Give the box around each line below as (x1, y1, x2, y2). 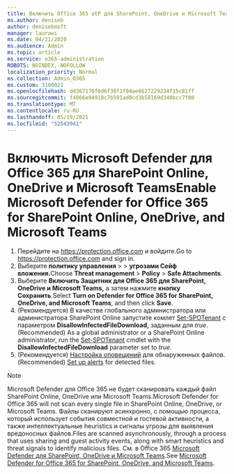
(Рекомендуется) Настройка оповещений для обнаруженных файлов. (17, 351, 226, 359)
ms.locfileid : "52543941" (7, 120, 82, 127)
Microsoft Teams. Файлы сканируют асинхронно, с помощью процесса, (7, 407, 221, 416)
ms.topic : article (7, 49, 61, 56)
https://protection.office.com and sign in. (17, 255, 135, 263)
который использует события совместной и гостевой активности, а (7, 415, 210, 423)
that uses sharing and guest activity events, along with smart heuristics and (7, 436, 224, 445)
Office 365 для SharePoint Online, (7, 165, 209, 181)
